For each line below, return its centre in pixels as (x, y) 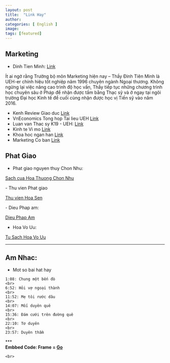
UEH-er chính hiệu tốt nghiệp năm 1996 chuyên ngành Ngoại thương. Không (85, 81)
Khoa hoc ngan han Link (38, 135)
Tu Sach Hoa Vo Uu (26, 237)
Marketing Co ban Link (36, 140)
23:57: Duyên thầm (25, 333)
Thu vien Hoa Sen (24, 197)
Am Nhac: (21, 258)
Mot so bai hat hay (32, 270)
